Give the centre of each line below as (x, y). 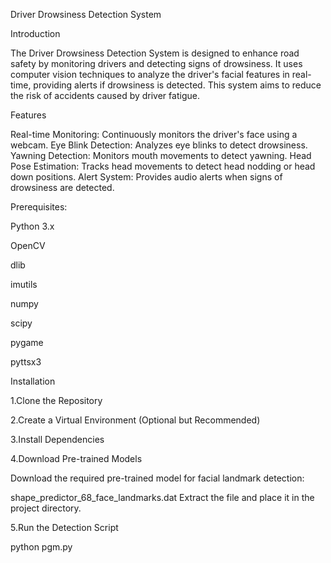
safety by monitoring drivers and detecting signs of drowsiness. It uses (156, 63)
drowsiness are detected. (62, 187)
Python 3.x (32, 226)
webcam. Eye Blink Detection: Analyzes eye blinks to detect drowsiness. (159, 145)
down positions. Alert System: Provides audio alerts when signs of (146, 177)
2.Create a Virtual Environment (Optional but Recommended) (135, 420)
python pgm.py (41, 547)
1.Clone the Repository (56, 400)
